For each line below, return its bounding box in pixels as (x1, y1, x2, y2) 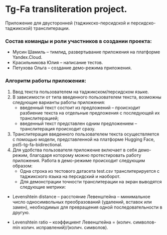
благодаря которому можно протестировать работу (29, 152, 142, 158)
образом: (12, 163, 33, 169)
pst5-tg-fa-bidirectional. (12, 141, 62, 147)
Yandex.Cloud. (12, 54, 42, 60)
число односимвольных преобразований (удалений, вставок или (12, 199, 152, 205)
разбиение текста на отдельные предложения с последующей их (19, 110, 160, 116)
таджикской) (5, 25, 32, 31)
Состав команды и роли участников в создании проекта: (5, 37, 152, 44)
